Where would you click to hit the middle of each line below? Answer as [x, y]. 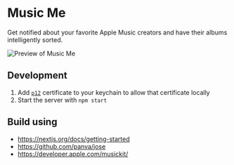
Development [38, 75]
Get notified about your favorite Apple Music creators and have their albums [117, 32]
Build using [32, 122]
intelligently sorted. [35, 39]
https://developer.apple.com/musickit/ [73, 154]
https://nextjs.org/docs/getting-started [73, 139]
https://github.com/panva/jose [61, 146]
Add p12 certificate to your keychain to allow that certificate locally [113, 92]
